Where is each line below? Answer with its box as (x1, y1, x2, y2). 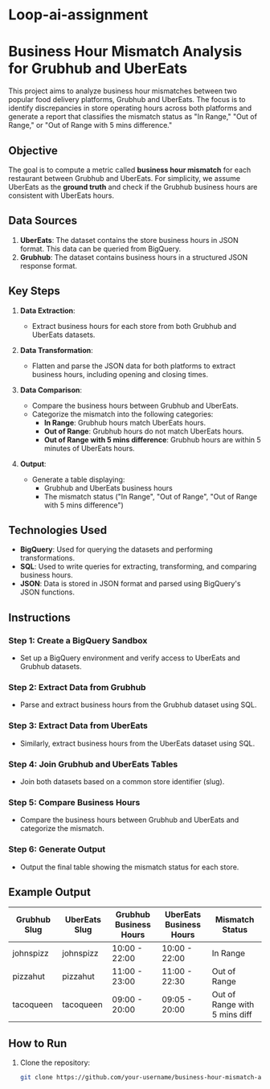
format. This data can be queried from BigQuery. (19, 244, 182, 253)
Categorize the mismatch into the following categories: (31, 409, 214, 419)
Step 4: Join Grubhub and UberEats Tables (8, 758, 178, 770)
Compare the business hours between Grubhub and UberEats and (19, 815, 239, 825)
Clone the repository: (19, 1058, 91, 1067)
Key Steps (8, 284, 60, 298)
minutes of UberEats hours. (43, 443, 135, 453)
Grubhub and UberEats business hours (43, 483, 173, 492)
